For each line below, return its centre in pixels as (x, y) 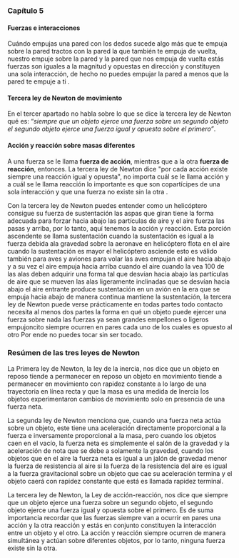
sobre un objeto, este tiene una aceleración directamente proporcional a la (117, 428)
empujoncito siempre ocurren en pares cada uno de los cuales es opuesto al (120, 327)
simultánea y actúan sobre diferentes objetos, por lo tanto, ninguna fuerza (116, 540)
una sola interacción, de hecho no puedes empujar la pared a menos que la (118, 74)
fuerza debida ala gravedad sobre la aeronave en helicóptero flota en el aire (119, 243)
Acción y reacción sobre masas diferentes (71, 145)
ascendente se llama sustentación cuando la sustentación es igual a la (111, 236)
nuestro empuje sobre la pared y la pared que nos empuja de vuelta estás (116, 59)
